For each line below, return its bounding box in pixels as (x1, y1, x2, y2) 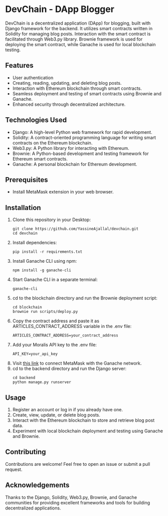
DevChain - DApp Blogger (5, 4, 114, 15)
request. (5, 466, 23, 472)
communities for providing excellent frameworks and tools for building (5, 499, 150, 505)
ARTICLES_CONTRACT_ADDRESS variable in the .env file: (12, 323, 132, 329)
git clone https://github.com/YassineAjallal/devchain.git (12, 227, 139, 232)
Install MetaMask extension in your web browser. (12, 189, 114, 195)
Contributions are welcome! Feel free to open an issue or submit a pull (5, 461, 150, 467)
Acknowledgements (5, 481, 70, 489)
